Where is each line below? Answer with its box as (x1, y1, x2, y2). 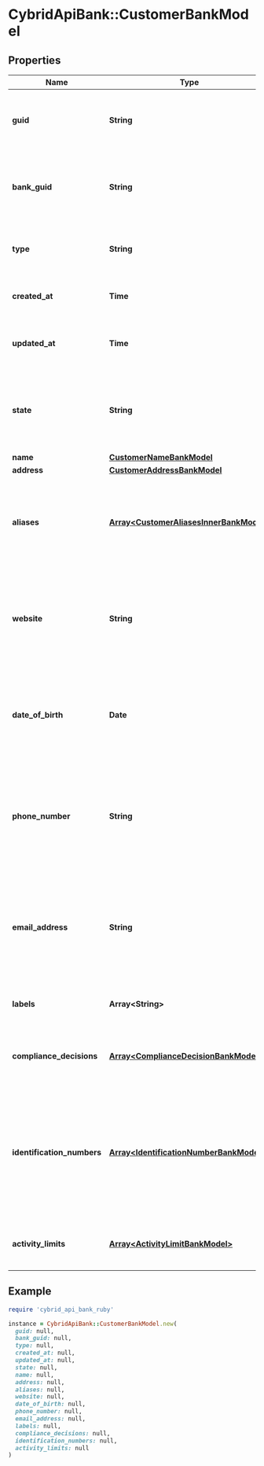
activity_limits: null (15, 1444, 90, 1452)
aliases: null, (15, 1386, 65, 1394)
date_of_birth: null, (15, 1400, 86, 1409)
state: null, (15, 1363, 58, 1372)
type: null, (15, 1342, 55, 1350)
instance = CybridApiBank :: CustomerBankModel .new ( (8, 1320, 178, 1328)
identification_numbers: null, (15, 1437, 118, 1445)
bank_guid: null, (15, 1335, 72, 1343)
